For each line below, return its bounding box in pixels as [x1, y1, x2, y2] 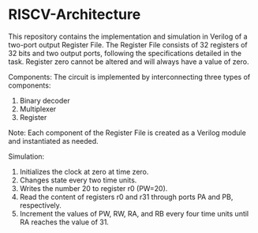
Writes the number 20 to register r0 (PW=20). [19, 183, 168, 193]
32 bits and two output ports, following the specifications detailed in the [8, 48, 242, 58]
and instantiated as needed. [8, 136, 99, 145]
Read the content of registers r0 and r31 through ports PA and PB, [19, 192, 234, 201]
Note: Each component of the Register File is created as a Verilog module [8, 128, 246, 137]
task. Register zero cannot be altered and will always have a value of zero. [8, 57, 249, 66]
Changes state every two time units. [19, 175, 137, 185]
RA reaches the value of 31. [19, 217, 109, 227]
